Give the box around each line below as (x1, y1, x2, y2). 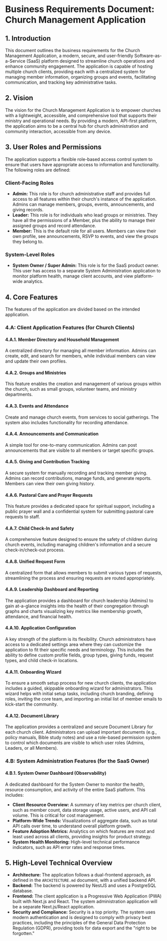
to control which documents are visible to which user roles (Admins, (5, 740, 145, 746)
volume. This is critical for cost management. (12, 812, 105, 818)
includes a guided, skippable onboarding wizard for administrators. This (5, 685, 153, 692)
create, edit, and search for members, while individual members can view (5, 353, 156, 359)
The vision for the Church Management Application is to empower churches (5, 107, 161, 113)
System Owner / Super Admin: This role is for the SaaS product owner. (12, 262, 160, 268)
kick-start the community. (5, 701, 58, 707)
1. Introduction (5, 34, 51, 43)
